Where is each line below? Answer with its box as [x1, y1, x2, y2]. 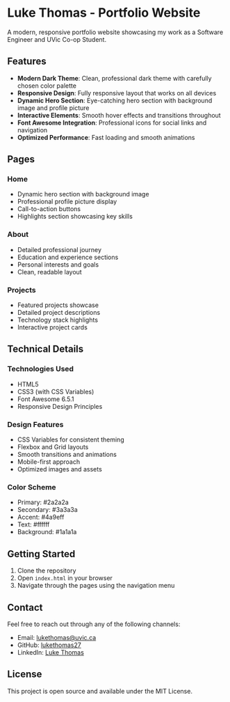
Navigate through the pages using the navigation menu [17, 582, 175, 590]
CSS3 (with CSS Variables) [17, 387, 95, 396]
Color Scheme [7, 482, 57, 492]
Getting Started [7, 548, 76, 560]
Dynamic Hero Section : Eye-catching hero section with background [17, 96, 213, 104]
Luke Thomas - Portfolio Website [7, 5, 201, 21]
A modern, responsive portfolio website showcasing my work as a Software [7, 28, 224, 36]
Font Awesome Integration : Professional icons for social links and [17, 118, 207, 127]
